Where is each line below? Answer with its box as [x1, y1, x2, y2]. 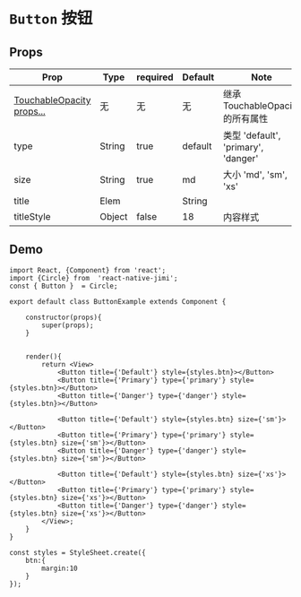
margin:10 [41, 564, 78, 573]
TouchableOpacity [13, 94, 91, 106]
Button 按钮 [9, 8, 93, 29]
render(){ [25, 351, 63, 361]
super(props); [41, 320, 94, 330]
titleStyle [13, 211, 51, 222]
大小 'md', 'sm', [222, 169, 288, 180]
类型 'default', [222, 129, 281, 142]
